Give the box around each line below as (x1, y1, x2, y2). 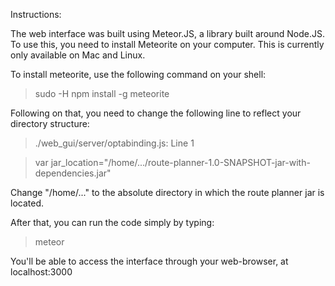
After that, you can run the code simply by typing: (10, 217, 215, 228)
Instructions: (10, 9, 62, 20)
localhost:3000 (10, 266, 73, 278)
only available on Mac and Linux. (10, 49, 146, 61)
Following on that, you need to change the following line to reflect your (10, 107, 302, 119)
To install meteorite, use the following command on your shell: (10, 69, 267, 80)
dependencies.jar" (34, 167, 112, 179)
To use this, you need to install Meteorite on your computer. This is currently (10, 39, 325, 50)
